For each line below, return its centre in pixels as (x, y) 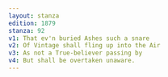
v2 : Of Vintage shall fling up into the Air (84, 46)
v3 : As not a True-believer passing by (76, 53)
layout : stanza (34, 16)
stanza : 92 (27, 30)
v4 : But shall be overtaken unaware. (72, 61)
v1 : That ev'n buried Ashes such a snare (79, 38)
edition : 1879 (32, 23)
